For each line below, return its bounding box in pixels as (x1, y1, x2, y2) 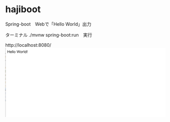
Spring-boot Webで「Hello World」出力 (5, 21, 92, 27)
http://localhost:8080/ (5, 42, 52, 48)
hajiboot (5, 4, 41, 15)
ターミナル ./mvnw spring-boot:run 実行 (5, 32, 93, 38)
